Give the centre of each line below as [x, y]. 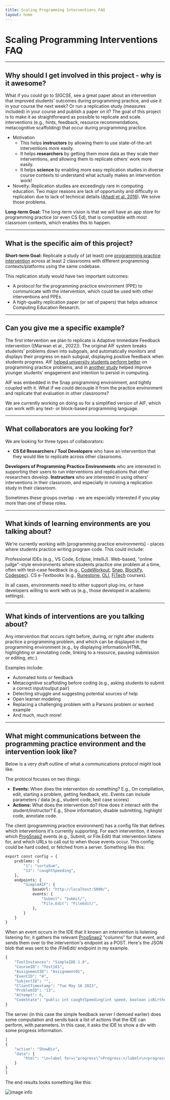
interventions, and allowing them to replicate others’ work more [86, 159]
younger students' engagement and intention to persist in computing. [77, 372]
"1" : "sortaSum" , [41, 866]
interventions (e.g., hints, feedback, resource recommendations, [72, 123]
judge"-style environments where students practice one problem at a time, [83, 564]
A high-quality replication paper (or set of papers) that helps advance [85, 302]
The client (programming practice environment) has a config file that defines [85, 826]
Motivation [24, 138]
